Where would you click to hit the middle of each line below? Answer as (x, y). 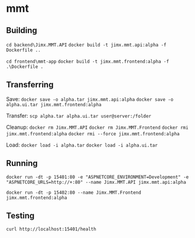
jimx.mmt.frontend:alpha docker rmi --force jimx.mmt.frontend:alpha (93, 134)
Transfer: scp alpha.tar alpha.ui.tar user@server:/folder (79, 115)
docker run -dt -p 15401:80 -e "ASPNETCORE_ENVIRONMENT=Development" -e (97, 177)
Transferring (30, 85)
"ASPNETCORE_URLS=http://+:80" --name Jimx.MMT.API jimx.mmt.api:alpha (96, 182)
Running (22, 163)
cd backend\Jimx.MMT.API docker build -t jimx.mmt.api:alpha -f (86, 45)
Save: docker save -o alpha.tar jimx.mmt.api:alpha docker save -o (90, 99)
